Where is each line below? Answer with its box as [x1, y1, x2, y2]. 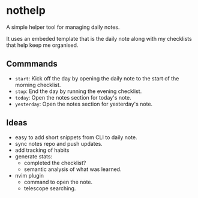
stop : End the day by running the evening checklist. [14, 88, 142, 95]
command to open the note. [23, 178, 93, 185]
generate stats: [14, 152, 53, 160]
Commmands [6, 59, 58, 69]
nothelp [6, 4, 46, 17]
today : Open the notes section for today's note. [14, 94, 132, 101]
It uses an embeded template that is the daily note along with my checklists [6, 35, 192, 42]
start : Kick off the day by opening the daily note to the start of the [14, 74, 179, 82]
